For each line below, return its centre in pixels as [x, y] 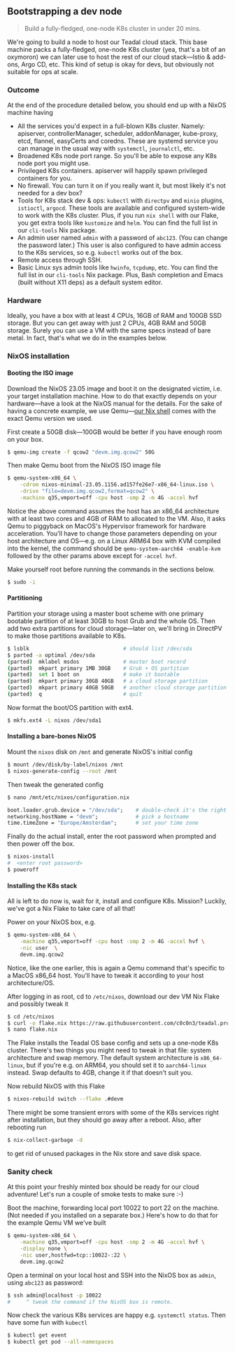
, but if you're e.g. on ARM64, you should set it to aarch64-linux [115, 1065]
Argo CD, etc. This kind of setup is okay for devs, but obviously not [118, 64]
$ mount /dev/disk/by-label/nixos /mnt [65, 765]
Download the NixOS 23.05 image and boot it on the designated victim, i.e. [115, 389]
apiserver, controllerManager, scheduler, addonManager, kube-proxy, [117, 134]
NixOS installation [38, 356]
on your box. [26, 439]
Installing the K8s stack [42, 886]
